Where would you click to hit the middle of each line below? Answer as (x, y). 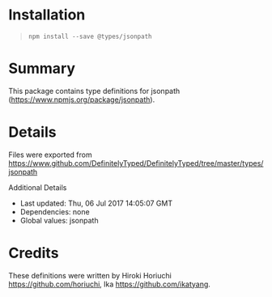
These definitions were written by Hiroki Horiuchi (90, 275)
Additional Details (38, 187)
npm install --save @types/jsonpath (90, 36)
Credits (34, 253)
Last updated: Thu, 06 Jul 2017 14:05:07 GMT (96, 203)
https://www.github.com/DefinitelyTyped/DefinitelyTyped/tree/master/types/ (136, 163)
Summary (42, 68)
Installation (47, 15)
